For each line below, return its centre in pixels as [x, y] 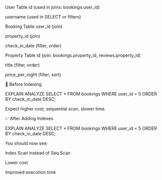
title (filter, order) [22, 65]
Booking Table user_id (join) [34, 26]
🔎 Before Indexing [24, 84]
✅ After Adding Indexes [29, 118]
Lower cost [17, 163]
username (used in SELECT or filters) [43, 17]
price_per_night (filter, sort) [33, 75]
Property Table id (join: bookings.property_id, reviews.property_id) [73, 55]
